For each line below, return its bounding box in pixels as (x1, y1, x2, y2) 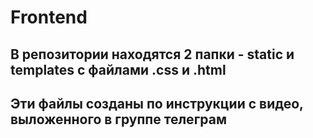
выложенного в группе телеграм (10, 111, 227, 128)
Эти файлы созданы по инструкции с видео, (10, 95, 304, 112)
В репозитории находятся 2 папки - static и (10, 46, 295, 63)
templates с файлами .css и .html (10, 61, 227, 78)
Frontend (10, 6, 88, 29)
